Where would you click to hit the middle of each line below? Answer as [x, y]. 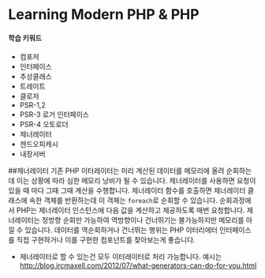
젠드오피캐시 [39, 145]
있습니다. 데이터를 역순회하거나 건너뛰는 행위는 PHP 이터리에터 [121, 230]
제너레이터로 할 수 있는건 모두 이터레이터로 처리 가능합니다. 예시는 [121, 257]
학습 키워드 [25, 38]
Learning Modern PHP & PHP [104, 15]
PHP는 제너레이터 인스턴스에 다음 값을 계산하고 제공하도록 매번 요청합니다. [131, 210]
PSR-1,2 [32, 105]
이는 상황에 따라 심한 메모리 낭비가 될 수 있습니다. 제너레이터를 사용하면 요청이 [136, 181]
